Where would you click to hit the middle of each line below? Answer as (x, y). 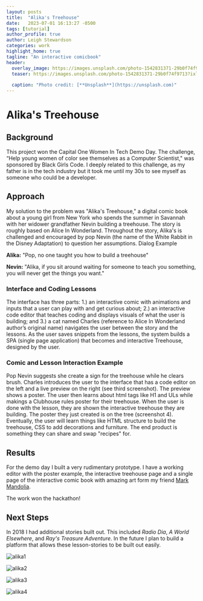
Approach (25, 196)
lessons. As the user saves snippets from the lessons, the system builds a (98, 334)
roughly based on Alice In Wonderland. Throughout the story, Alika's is (94, 230)
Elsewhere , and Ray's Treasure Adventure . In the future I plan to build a (95, 539)
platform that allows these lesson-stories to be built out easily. (84, 545)
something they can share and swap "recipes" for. (69, 434)
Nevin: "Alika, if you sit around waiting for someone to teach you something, (101, 266)
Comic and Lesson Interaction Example (65, 363)
